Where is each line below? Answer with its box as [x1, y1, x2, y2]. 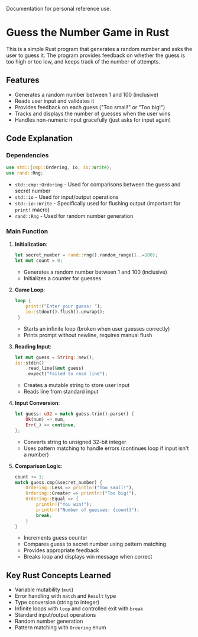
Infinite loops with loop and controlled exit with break [14, 605, 144, 612]
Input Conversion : [14, 400, 60, 407]
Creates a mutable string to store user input [23, 382, 130, 389]
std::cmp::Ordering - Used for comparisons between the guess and [14, 181, 181, 188]
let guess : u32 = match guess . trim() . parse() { [14, 411, 135, 417]
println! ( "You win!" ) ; [36, 502, 92, 508]
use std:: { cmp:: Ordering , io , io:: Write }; [6, 164, 112, 171]
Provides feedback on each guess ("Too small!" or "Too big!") [14, 103, 165, 110]
